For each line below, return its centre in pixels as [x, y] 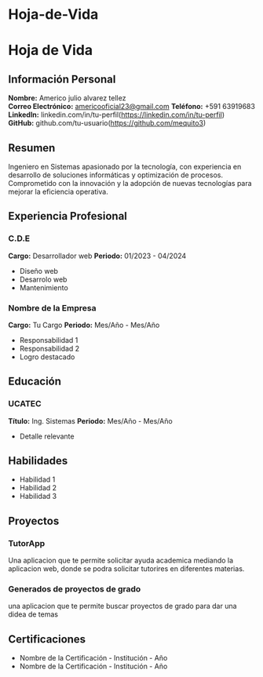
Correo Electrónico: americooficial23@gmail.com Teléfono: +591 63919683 [131, 107]
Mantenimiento [44, 287]
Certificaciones [47, 639]
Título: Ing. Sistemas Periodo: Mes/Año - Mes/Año [90, 420]
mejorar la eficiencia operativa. [58, 191]
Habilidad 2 [38, 488]
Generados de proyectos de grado [75, 589]
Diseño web [39, 271]
